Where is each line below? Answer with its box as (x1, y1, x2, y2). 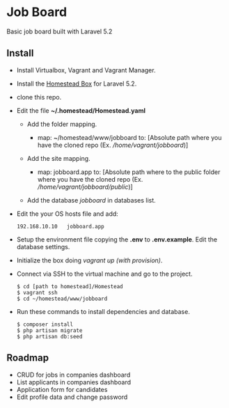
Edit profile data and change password (16, 393, 128, 401)
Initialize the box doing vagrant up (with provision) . (16, 256, 163, 265)
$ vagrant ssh (16, 289, 58, 296)
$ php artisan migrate (16, 327, 83, 334)
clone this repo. (16, 93, 62, 101)
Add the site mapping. (26, 154, 91, 162)
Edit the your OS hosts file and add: (16, 210, 119, 218)
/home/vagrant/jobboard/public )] (37, 182, 133, 191)
